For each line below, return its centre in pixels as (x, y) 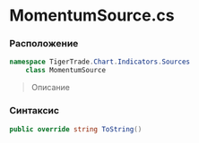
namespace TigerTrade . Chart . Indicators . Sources (100, 62)
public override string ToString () (76, 129)
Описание (50, 88)
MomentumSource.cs (92, 16)
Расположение (44, 44)
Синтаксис (35, 111)
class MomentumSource (65, 71)
